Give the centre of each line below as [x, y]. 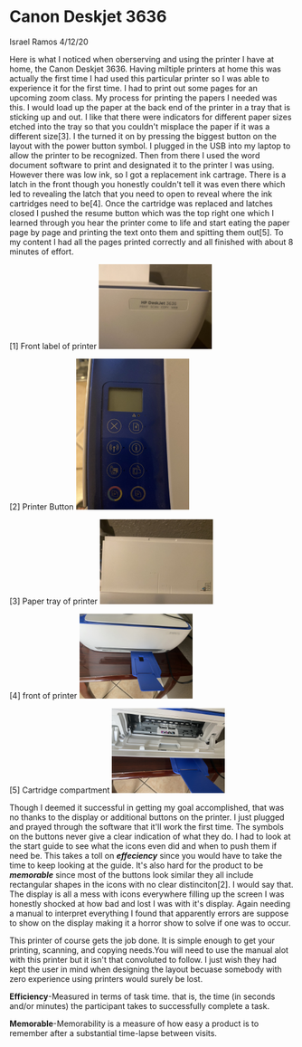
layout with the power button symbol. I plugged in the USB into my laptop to [150, 146]
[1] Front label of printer [53, 346]
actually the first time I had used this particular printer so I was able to [139, 78]
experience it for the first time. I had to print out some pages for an [133, 88]
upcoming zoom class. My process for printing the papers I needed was [143, 98]
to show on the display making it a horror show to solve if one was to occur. [150, 923]
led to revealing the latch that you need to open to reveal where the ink [141, 194]
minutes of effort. [42, 252]
